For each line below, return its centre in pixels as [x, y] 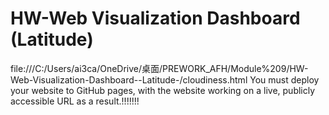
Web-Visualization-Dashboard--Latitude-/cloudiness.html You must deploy [165, 79]
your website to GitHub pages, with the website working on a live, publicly [163, 90]
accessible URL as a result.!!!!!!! [75, 101]
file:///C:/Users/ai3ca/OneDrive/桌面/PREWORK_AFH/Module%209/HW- [159, 68]
